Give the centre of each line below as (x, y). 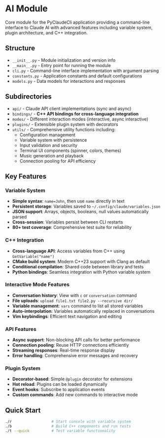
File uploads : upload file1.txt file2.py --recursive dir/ (72, 300)
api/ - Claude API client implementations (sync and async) (72, 109)
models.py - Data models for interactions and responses (69, 81)
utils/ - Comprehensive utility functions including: (64, 129)
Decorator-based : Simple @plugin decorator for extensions (72, 379)
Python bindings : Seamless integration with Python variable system (81, 272)
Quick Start (23, 410)
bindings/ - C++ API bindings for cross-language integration (75, 113)
